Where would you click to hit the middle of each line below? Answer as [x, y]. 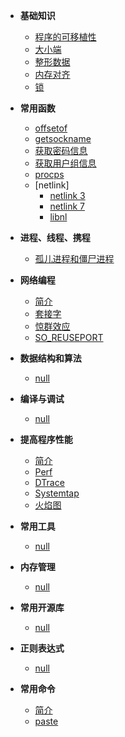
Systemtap [57, 493]
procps [49, 174]
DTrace [49, 482]
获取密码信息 [61, 150]
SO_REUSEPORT [69, 337]
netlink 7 [67, 206]
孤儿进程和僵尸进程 [74, 258]
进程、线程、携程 [55, 237]
